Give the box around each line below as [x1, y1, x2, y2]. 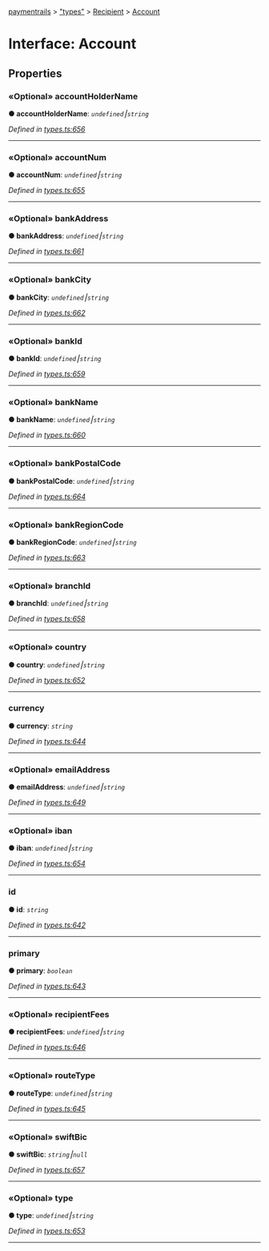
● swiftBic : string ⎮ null [8, 1149, 88, 1159]
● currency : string [8, 721, 74, 730]
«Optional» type [8, 1193, 74, 1204]
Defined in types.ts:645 [8, 1104, 86, 1113]
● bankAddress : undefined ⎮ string [8, 231, 124, 241]
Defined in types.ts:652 [8, 675, 86, 685]
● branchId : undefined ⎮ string [8, 598, 109, 608]
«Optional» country [8, 642, 86, 653]
